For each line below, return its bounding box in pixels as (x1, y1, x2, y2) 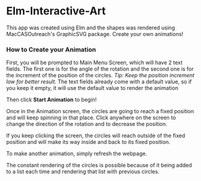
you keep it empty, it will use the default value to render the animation (6, 85, 179, 92)
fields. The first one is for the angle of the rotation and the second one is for (6, 65, 194, 73)
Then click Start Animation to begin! (6, 96, 97, 103)
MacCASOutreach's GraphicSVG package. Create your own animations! (6, 30, 184, 37)
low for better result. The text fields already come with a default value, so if (6, 78, 192, 85)
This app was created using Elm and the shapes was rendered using (6, 24, 175, 31)
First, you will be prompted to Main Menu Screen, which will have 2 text (6, 59, 183, 67)
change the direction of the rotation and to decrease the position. (6, 120, 167, 128)
